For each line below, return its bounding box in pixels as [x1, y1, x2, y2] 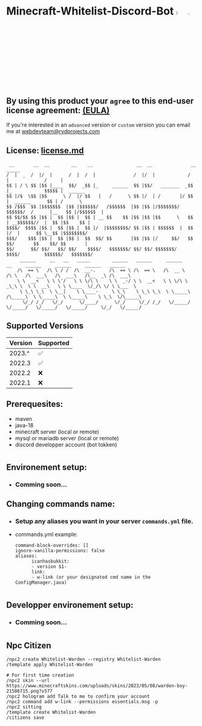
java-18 [15, 421, 34, 429]
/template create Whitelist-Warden [6, 710, 96, 716]
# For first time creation [6, 672, 74, 679]
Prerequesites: [6, 399, 64, 409]
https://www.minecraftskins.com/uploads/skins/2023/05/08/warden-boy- [6, 683, 188, 689]
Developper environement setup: [6, 599, 134, 610]
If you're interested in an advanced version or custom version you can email [6, 121, 191, 128]
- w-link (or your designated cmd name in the [31, 574, 151, 581]
